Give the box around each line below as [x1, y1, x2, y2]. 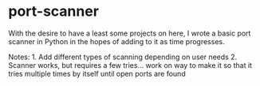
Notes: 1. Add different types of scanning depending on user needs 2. [8, 52, 238, 62]
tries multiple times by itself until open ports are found [8, 69, 186, 78]
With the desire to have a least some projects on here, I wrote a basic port [8, 28, 251, 38]
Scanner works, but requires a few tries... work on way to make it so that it [8, 60, 253, 69]
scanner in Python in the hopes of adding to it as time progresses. [8, 36, 225, 46]
